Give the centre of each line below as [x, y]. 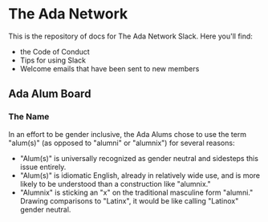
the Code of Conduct [55, 51]
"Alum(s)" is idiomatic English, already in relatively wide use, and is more [140, 175]
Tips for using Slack [53, 60]
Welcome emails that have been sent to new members [110, 68]
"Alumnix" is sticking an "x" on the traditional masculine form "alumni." [136, 192]
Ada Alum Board [50, 94]
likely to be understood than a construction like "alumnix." [115, 184]
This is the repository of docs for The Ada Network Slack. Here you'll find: [130, 36]
